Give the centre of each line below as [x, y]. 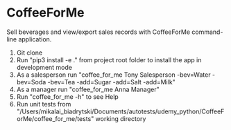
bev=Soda [31, 82]
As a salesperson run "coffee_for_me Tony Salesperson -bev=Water [113, 75]
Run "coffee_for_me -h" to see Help [67, 96]
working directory [121, 118]
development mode [44, 67]
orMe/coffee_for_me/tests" [55, 118]
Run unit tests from [44, 104]
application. [35, 39]
